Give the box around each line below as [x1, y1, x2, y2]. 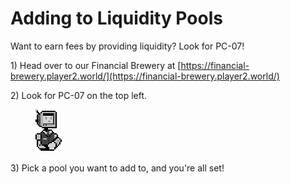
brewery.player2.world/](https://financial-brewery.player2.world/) [10, 70, 280, 82]
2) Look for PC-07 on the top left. [10, 89, 148, 101]
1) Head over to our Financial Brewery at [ [10, 59, 182, 71]
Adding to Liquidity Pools [10, 7, 223, 30]
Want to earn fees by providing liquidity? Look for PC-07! [10, 40, 245, 52]
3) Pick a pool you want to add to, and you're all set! [10, 162, 225, 174]
